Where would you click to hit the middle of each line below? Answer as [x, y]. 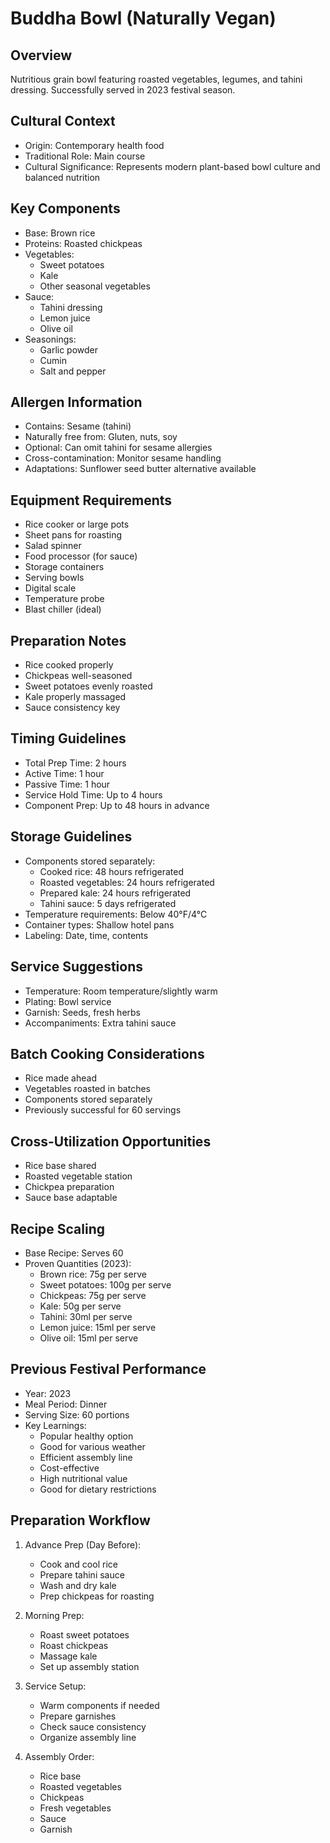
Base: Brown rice [60, 233]
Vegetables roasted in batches [87, 1089]
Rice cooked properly [69, 665]
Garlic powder [69, 349]
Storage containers [64, 567]
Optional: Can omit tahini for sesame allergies [118, 448]
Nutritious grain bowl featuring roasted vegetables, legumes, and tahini [156, 79]
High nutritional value [83, 1478]
